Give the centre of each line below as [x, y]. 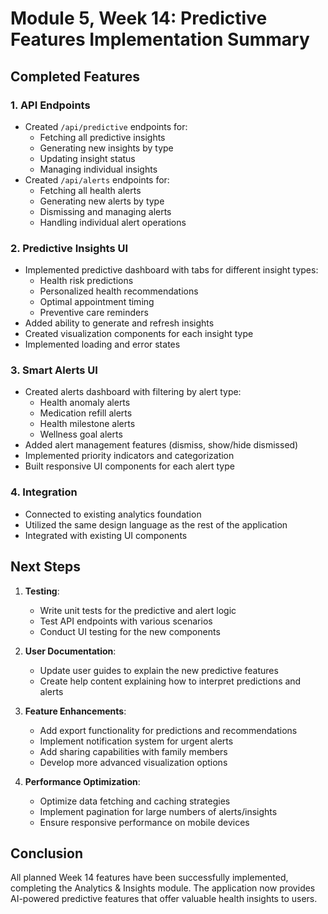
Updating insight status [87, 158]
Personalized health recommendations [119, 291]
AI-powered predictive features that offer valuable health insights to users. [164, 899]
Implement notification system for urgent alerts [136, 741]
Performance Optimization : [82, 781]
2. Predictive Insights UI [69, 248]
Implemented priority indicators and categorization [129, 456]
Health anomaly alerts [85, 403]
